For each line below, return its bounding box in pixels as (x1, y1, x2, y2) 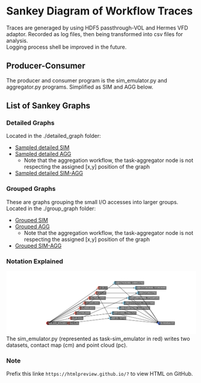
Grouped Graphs (6, 185, 56, 193)
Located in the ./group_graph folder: (6, 205, 96, 212)
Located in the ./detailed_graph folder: (6, 132, 101, 140)
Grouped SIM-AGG (14, 242, 62, 249)
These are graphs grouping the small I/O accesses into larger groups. (6, 198, 179, 205)
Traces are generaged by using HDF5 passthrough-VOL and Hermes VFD (6, 24, 188, 31)
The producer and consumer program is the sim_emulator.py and (6, 76, 167, 84)
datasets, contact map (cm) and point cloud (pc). (6, 341, 128, 349)
